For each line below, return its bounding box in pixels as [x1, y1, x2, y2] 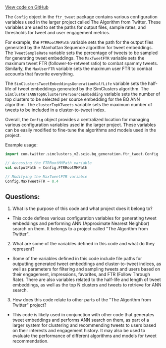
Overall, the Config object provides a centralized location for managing [5, 117, 150, 122]
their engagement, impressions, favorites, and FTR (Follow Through [12, 272, 150, 278]
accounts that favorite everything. [5, 71, 74, 76]
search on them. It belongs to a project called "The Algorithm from [12, 226, 148, 232]
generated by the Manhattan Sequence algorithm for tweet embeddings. [5, 45, 153, 50]
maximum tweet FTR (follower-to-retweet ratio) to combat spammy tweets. [5, 61, 159, 66]
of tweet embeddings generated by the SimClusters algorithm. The [12, 86, 149, 91]
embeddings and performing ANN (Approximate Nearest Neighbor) [12, 220, 150, 226]
